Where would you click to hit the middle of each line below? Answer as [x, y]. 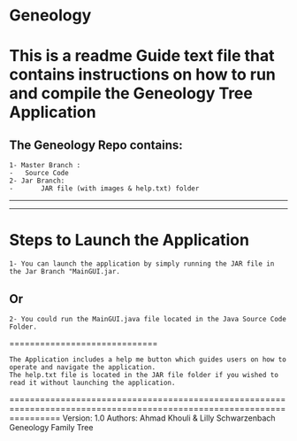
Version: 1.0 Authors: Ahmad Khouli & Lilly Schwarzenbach [169, 418]
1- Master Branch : [45, 166]
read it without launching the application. [92, 383]
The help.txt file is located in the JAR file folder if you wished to [144, 375]
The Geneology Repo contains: [96, 145]
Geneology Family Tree [51, 427]
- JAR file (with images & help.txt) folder [104, 189]
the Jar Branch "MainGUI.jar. [65, 272]
